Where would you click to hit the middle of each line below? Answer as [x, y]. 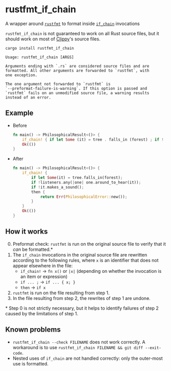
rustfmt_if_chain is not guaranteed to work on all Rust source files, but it [82, 33]
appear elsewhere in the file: [43, 265]
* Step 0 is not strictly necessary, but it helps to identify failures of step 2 [82, 308]
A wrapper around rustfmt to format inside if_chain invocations [72, 24]
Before [20, 125]
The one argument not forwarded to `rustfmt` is [58, 84]
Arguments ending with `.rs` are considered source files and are [77, 66]
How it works [27, 232]
